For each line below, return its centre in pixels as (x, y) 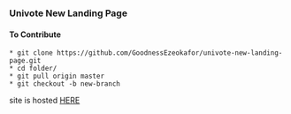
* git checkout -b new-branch (65, 84)
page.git (25, 61)
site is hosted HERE (45, 101)
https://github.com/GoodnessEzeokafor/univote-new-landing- (169, 53)
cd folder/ (37, 69)
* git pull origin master (57, 76)
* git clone (31, 53)
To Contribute (35, 34)
